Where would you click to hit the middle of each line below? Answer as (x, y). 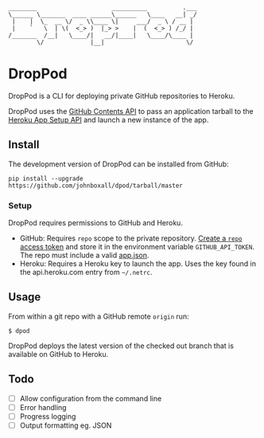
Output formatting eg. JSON (66, 425)
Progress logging (48, 416)
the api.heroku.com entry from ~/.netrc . (86, 272)
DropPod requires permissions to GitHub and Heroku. (95, 223)
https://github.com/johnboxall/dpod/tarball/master (95, 186)
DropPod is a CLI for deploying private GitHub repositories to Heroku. (122, 96)
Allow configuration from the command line (91, 398)
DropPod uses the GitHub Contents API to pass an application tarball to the (131, 111)
